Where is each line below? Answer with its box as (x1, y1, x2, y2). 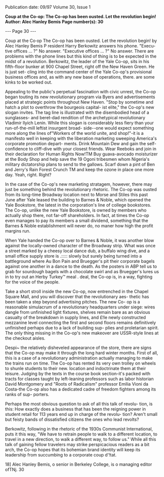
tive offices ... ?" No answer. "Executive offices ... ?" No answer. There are (5, 48, 154, 54)
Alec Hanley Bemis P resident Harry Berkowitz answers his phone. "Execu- (5, 43, 156, 48)
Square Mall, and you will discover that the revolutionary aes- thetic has (5, 294, 149, 300)
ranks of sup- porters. (5, 391, 50, 397)
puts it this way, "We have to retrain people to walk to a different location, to (5, 431, 158, 437)
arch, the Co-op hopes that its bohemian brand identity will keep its (5, 447, 141, 453)
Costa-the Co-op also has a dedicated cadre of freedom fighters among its (5, 386, 156, 392)
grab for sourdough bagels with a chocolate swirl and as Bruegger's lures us (5, 269, 159, 274)
